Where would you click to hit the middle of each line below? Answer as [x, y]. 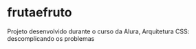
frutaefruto [40, 13]
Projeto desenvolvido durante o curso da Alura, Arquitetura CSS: [98, 31]
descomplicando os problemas [51, 38]
